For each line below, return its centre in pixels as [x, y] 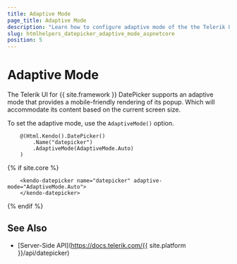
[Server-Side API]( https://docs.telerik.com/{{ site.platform [102, 245]
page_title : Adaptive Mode [47, 20]
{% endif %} [25, 206]
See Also [27, 228]
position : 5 [25, 40]
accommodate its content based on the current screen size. [94, 109]
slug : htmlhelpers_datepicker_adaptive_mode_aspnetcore [91, 34]
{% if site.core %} [33, 168]
